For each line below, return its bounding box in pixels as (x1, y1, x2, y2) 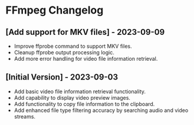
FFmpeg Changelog (5, 4, 104, 17)
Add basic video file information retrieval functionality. (14, 88, 146, 95)
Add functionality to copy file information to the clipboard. (14, 100, 155, 107)
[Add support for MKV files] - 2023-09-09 (5, 27, 165, 37)
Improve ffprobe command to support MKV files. (14, 42, 132, 50)
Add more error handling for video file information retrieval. (14, 55, 158, 62)
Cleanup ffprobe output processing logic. (14, 49, 114, 56)
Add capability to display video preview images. (14, 94, 131, 101)
